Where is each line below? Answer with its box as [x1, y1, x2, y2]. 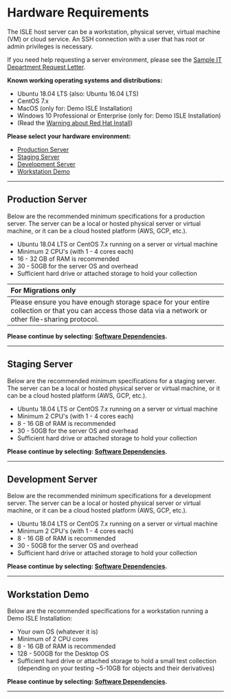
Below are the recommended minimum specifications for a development [7, 492, 212, 500]
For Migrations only [10, 286, 76, 295]
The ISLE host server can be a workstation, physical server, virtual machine [7, 28, 221, 36]
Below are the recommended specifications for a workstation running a [7, 607, 208, 615]
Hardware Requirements [7, 5, 149, 21]
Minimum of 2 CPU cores [16, 635, 89, 643]
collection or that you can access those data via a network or [10, 305, 208, 315]
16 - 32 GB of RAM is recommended [16, 255, 120, 263]
